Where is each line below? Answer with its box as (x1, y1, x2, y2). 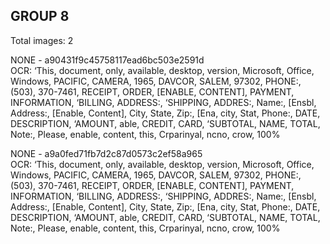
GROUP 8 (10, 8, 70, 25)
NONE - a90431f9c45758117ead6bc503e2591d (10, 54, 205, 66)
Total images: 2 (10, 34, 74, 46)
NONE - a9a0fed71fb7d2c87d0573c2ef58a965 (10, 147, 203, 159)
